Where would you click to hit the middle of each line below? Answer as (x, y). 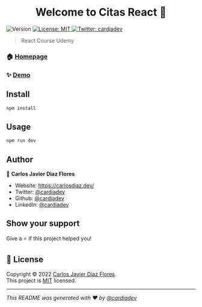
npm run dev (21, 141)
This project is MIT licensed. (41, 280)
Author (20, 160)
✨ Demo (18, 74)
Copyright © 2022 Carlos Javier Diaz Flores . (61, 274)
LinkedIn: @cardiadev (42, 204)
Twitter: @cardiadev (40, 192)
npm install (21, 108)
